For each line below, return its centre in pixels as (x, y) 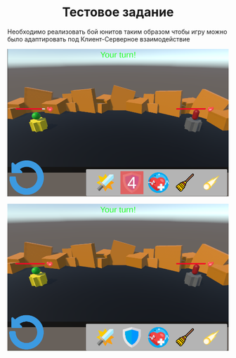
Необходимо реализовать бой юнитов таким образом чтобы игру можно (117, 32)
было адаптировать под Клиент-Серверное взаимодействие (99, 39)
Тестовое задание (118, 12)
